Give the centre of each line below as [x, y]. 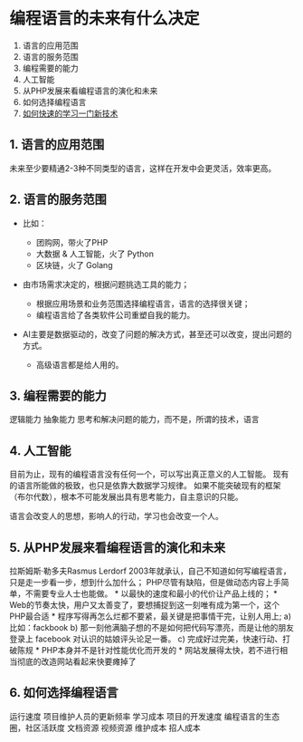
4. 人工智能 [40, 451]
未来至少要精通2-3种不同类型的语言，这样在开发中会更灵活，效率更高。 [143, 168]
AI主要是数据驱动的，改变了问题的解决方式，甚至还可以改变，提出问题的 [157, 334]
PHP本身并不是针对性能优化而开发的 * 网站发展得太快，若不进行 [161, 650]
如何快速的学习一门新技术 [70, 113]
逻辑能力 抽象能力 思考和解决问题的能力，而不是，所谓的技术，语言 [134, 419]
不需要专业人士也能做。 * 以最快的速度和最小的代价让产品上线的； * [151, 593]
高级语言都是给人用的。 [80, 364]
